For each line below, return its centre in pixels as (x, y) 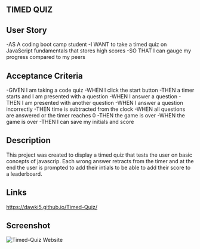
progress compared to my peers (46, 57)
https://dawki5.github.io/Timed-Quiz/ (52, 207)
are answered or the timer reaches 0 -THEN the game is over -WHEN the (96, 116)
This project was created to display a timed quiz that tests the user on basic (99, 155)
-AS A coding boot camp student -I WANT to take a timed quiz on (87, 45)
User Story (27, 30)
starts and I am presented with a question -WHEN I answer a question (92, 97)
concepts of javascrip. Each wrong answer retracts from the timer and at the (100, 161)
